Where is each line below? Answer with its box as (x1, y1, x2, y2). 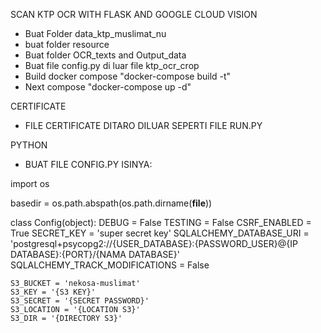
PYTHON (10, 139, 48, 151)
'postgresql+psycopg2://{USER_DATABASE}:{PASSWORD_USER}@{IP (10, 238, 299, 249)
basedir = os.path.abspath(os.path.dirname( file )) (10, 197, 213, 209)
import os (10, 178, 50, 189)
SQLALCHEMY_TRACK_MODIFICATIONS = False (10, 259, 210, 271)
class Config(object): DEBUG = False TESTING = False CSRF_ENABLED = (10, 217, 312, 228)
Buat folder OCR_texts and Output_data (24, 49, 187, 61)
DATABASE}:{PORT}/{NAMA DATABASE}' (10, 249, 180, 260)
